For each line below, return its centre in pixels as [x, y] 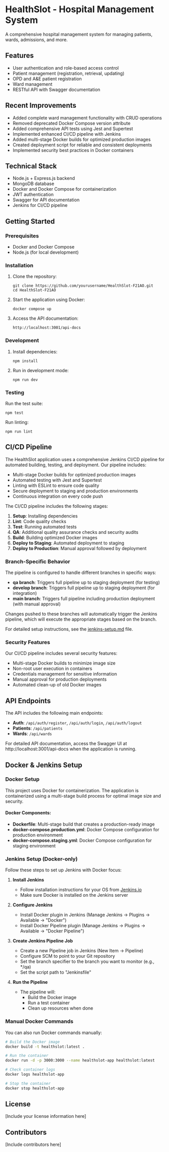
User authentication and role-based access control [66, 68]
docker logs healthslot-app [35, 1074]
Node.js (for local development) [46, 252]
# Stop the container [28, 1083]
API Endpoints [28, 701]
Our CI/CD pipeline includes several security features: [61, 653]
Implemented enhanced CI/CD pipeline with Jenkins [67, 134]
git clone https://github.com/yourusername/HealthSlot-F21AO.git [83, 286]
